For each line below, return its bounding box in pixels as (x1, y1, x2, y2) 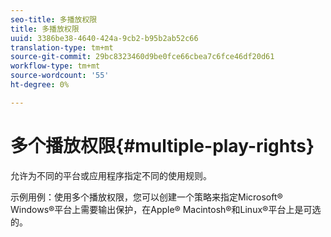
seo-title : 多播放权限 (10, 14, 98, 25)
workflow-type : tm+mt (10, 61, 101, 71)
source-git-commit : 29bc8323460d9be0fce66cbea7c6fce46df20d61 (10, 52, 275, 62)
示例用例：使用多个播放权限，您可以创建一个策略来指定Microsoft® (10, 191, 283, 203)
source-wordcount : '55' (10, 71, 110, 81)
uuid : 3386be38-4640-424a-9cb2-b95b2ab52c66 (10, 33, 199, 43)
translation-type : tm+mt (10, 42, 114, 53)
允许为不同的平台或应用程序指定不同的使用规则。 (10, 169, 212, 181)
